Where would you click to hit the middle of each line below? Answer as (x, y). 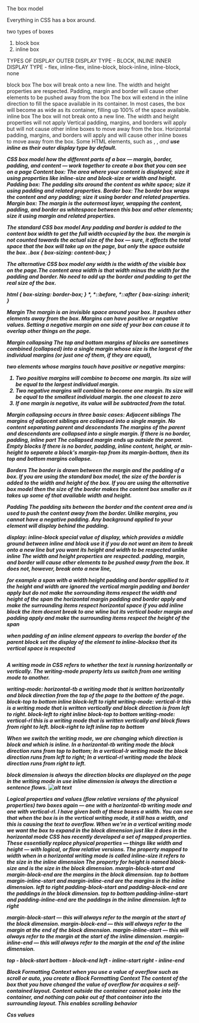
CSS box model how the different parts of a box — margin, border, (89, 159)
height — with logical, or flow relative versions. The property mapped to (97, 849)
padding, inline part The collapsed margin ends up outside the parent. (95, 440)
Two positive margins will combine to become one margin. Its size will (103, 378)
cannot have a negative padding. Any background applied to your (90, 519)
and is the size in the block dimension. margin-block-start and (97, 868)
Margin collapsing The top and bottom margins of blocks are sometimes (98, 342)
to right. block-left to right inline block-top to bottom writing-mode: (91, 714)
